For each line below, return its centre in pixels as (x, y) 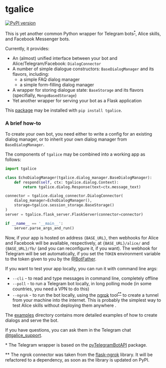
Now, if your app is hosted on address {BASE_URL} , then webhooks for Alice (82, 237)
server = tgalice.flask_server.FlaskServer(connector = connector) (74, 214)
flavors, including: (31, 74)
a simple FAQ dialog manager (50, 79)
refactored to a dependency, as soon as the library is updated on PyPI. (77, 360)
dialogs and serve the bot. (32, 321)
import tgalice (21, 169)
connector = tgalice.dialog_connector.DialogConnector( (64, 196)
